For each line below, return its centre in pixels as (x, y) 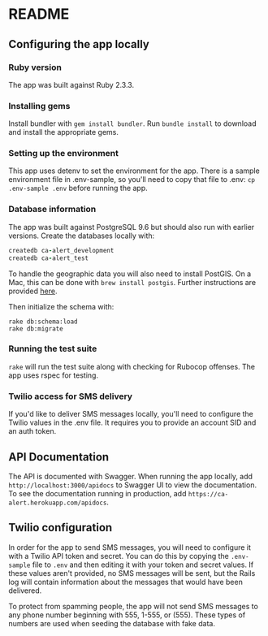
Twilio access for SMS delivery (70, 396)
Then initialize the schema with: (61, 306)
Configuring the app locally (79, 44)
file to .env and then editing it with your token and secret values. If (143, 565)
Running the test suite (53, 348)
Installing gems (39, 106)
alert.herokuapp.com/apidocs (58, 503)
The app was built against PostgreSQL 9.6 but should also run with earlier (132, 227)
